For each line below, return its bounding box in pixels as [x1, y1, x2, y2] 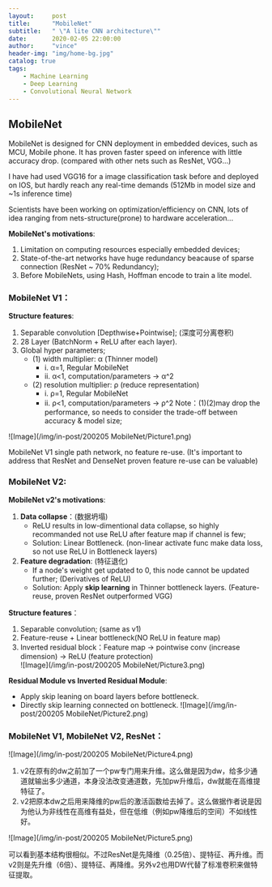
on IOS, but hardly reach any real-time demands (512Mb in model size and [8, 180, 257, 191]
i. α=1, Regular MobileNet [44, 362, 130, 373]
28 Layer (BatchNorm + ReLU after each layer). [19, 337, 178, 347]
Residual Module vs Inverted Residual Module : [8, 675, 168, 685]
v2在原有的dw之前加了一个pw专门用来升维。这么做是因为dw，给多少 [19, 766, 251, 776]
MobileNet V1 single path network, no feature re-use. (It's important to [8, 448, 243, 457]
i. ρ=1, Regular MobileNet [44, 388, 129, 398]
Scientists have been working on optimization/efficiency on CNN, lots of [8, 204, 249, 215]
